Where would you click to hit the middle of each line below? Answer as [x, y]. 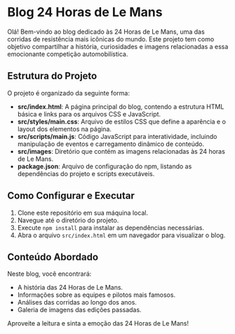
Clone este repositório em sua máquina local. [83, 213]
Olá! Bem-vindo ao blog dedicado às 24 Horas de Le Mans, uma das [106, 32]
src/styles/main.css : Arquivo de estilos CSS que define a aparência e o [122, 121]
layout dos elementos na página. [65, 129]
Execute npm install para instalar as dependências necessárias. [111, 227]
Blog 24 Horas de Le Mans [85, 12]
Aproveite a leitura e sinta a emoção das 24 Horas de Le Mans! [98, 323]
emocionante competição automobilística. [68, 54]
